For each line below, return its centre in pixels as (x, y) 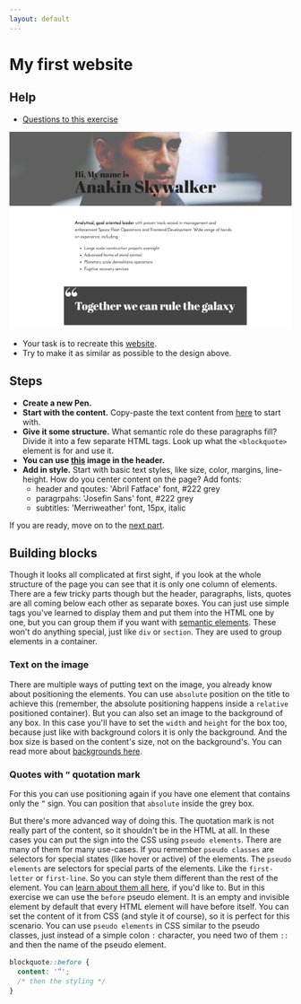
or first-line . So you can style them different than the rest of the (157, 877)
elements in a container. (54, 642)
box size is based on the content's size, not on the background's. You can (146, 741)
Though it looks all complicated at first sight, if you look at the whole (135, 575)
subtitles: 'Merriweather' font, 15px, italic (111, 508)
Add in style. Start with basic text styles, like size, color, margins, (143, 469)
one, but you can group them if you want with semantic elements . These (143, 623)
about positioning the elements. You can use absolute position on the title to (150, 694)
